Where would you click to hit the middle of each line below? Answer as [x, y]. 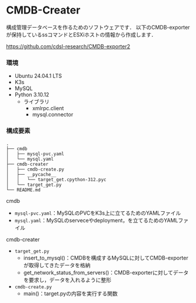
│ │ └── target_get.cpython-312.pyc [57, 179]
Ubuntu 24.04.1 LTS [38, 76]
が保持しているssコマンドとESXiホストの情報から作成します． [81, 34]
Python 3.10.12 [32, 95]
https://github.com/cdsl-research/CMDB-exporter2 [68, 46]
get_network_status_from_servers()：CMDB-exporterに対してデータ [106, 272]
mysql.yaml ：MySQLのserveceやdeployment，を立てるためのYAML [96, 220]
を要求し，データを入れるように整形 [67, 279]
